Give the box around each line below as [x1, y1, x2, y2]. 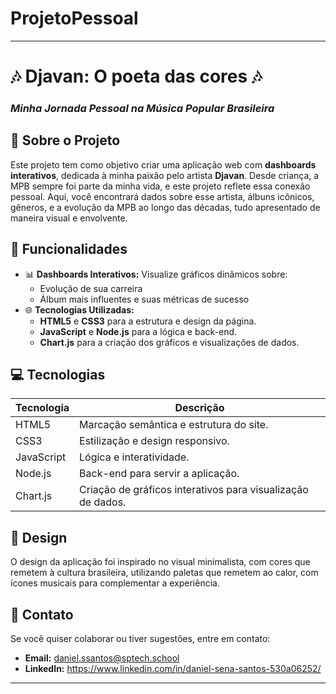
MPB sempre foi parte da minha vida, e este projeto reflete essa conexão [10, 180, 311, 192]
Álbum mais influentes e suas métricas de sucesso [39, 293, 250, 305]
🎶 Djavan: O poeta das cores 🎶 [10, 65, 263, 88]
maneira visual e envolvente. [10, 212, 128, 224]
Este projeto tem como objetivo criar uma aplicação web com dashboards [10, 158, 317, 171]
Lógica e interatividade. [79, 450, 190, 464]
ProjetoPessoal [10, 7, 139, 30]
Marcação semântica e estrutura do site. [79, 418, 269, 432]
